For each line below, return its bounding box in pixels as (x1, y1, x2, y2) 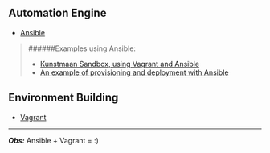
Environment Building (8, 91, 119, 105)
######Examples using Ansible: (27, 43, 137, 53)
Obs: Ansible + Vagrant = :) (8, 135, 99, 145)
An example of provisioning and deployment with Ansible (39, 68, 229, 77)
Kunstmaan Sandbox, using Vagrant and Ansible (39, 59, 199, 68)
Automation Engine (8, 6, 107, 20)
